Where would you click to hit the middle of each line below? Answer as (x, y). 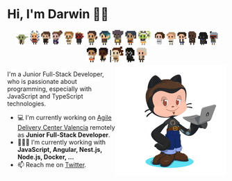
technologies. (27, 103)
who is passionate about (42, 81)
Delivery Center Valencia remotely (66, 127)
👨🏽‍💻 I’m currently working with (61, 142)
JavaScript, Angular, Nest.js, (60, 149)
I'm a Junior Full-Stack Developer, (56, 74)
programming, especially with (50, 89)
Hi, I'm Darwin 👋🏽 (58, 14)
